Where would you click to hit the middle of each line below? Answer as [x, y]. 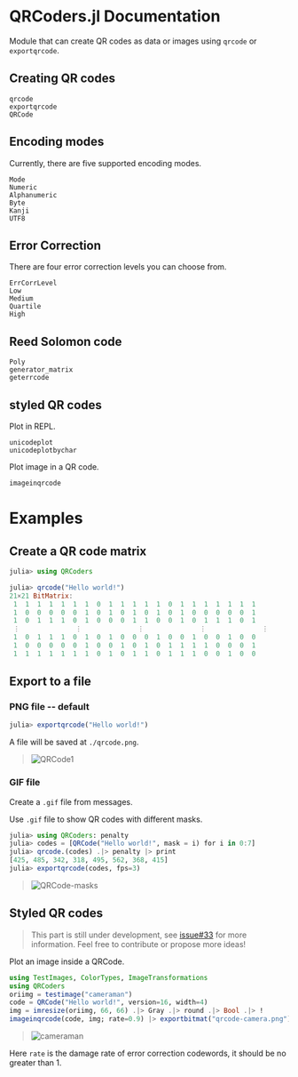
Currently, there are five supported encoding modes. [106, 163]
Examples [46, 518]
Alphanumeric [33, 195]
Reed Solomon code [66, 341]
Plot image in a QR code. [54, 467]
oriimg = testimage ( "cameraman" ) [71, 994]
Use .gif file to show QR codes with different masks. [106, 819]
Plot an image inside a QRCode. [67, 961]
